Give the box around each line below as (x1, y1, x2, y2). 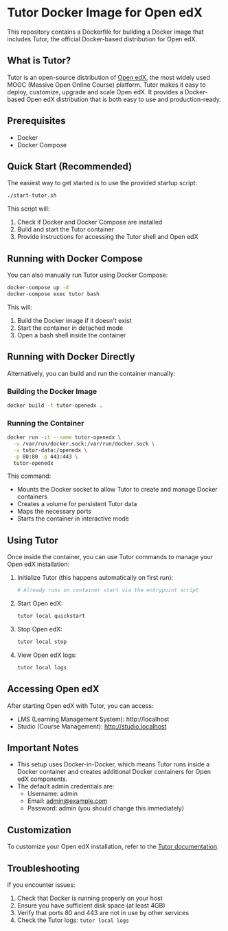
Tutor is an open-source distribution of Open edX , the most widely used (7, 73, 211, 81)
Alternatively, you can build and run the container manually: (7, 369, 176, 377)
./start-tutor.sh (7, 192, 57, 199)
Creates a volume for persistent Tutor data (16, 500, 137, 508)
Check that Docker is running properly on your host (16, 894, 163, 903)
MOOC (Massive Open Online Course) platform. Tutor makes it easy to (7, 81, 206, 89)
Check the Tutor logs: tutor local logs (16, 916, 129, 924)
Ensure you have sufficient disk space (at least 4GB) (16, 901, 166, 910)
